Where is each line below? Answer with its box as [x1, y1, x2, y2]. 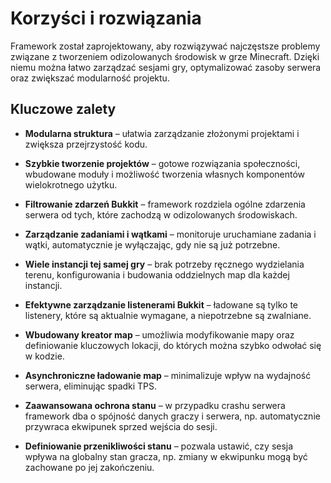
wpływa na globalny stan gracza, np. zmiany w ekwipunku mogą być [24, 450, 308, 462]
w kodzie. [24, 350, 65, 362]
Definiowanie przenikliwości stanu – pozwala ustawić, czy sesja [24, 440, 294, 452]
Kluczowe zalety [10, 101, 117, 118]
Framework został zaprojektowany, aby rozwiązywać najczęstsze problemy [10, 40, 321, 52]
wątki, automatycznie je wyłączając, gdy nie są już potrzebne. [24, 238, 281, 251]
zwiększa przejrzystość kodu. [24, 138, 148, 150]
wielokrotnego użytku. [24, 178, 118, 191]
